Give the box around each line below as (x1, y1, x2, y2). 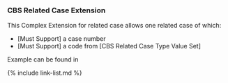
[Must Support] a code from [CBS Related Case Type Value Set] (17, 42, 201, 50)
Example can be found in (7, 55, 79, 64)
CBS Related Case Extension (7, 6, 106, 15)
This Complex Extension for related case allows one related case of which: (7, 21, 222, 30)
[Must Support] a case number (17, 35, 106, 43)
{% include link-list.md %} (7, 68, 82, 77)
